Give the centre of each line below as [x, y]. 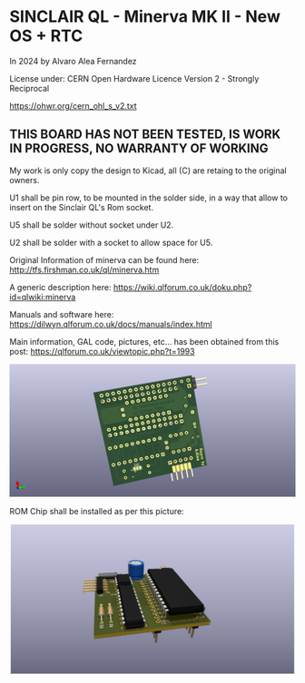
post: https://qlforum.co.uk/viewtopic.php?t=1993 [102, 351]
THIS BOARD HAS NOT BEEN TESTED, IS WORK [145, 135]
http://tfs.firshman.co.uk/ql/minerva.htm [84, 269]
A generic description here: [60, 287]
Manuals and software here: [62, 314]
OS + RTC [46, 36]
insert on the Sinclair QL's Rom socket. [82, 207]
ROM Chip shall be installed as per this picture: [97, 511]
